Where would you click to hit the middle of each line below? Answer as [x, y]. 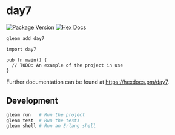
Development [32, 101]
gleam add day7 [25, 38]
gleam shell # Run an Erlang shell [51, 126]
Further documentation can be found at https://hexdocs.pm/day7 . [88, 82]
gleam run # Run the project [46, 115]
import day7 [21, 49]
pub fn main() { [27, 60]
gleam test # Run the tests [43, 120]
